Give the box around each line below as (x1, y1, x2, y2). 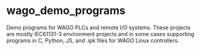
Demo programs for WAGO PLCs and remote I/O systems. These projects (6, 24, 191, 31)
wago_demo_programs (6, 4, 126, 18)
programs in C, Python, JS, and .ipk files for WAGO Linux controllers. (6, 37, 179, 44)
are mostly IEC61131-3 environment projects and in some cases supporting (6, 30, 194, 37)
